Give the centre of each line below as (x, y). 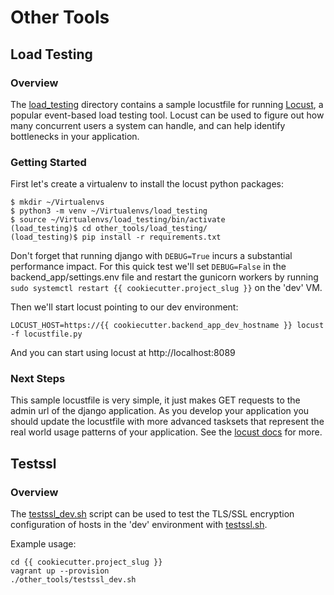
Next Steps (38, 379)
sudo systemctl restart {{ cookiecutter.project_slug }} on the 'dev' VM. (166, 288)
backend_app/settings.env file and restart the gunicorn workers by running (164, 277)
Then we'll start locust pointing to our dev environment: (124, 307)
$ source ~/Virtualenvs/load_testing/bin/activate (118, 220)
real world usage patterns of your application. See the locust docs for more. (166, 432)
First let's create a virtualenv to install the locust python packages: (147, 184)
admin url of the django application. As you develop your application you (160, 411)
